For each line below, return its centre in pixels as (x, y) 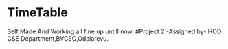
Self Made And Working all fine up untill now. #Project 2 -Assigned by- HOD (114, 31)
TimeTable (38, 13)
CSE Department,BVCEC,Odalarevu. (58, 38)
